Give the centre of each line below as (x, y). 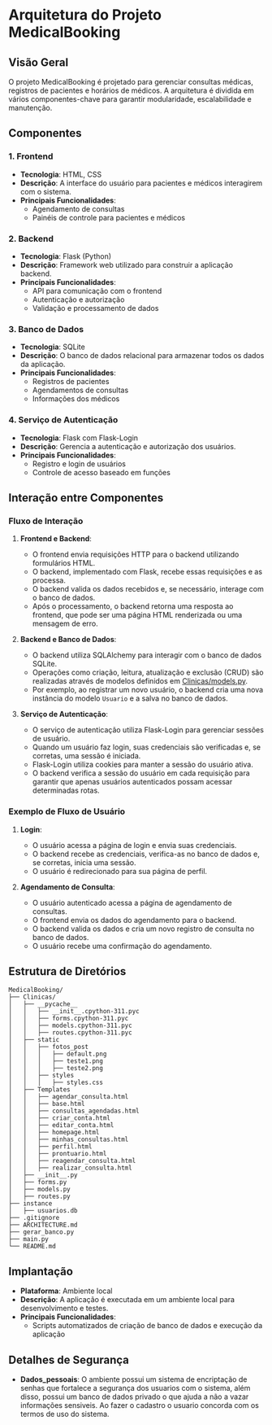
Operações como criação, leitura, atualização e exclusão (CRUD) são (148, 672)
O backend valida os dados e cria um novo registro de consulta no (143, 929)
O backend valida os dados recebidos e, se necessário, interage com (148, 589)
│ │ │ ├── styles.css (56, 1083)
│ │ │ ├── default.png (58, 1054)
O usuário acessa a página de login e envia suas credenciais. (134, 845)
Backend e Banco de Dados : (68, 640)
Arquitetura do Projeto (85, 15)
